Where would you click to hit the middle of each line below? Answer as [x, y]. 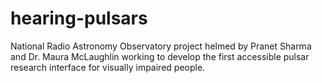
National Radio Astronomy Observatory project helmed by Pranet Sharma [161, 46]
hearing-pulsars [79, 18]
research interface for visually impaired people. [108, 67]
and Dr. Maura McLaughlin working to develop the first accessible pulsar [160, 56]
